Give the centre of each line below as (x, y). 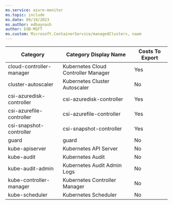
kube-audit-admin (31, 169)
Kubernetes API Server (90, 148)
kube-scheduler (28, 195)
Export (150, 58)
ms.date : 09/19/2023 (28, 20)
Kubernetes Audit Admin (92, 165)
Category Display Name (96, 54)
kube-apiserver (27, 148)
